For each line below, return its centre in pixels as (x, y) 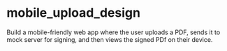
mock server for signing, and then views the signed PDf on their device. (110, 39)
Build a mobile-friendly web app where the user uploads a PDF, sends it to (113, 32)
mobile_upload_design (74, 13)
